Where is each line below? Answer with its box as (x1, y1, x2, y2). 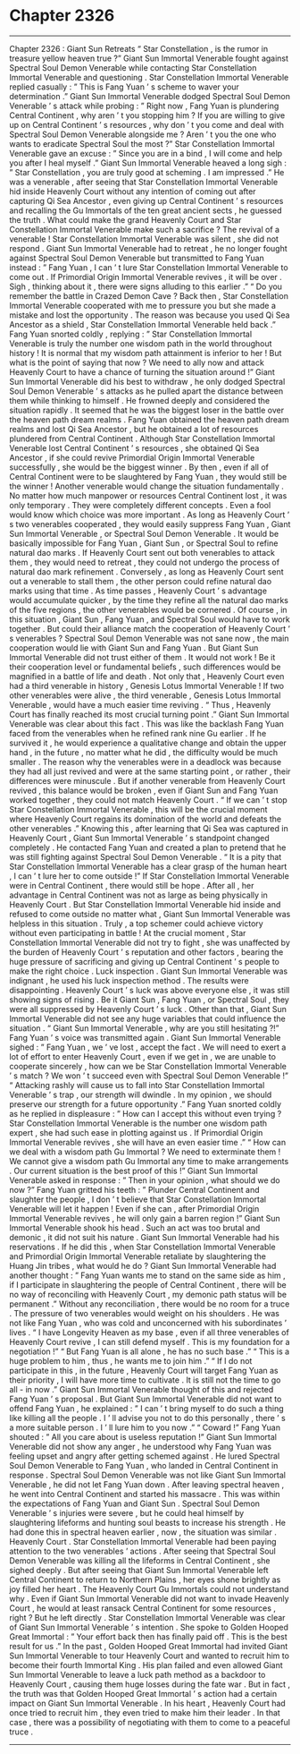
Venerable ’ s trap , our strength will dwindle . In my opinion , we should (9, 1089, 272, 1100)
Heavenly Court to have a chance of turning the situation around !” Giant (9, 366, 275, 377)
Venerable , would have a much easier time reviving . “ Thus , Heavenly (9, 699, 271, 710)
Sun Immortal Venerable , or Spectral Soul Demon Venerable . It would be (9, 528, 279, 539)
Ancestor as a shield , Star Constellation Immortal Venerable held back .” (9, 319, 277, 329)
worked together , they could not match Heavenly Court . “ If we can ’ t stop (9, 794, 287, 805)
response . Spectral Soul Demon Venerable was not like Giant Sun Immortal (9, 1469, 287, 1480)
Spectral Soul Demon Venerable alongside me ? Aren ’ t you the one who (9, 129, 277, 140)
